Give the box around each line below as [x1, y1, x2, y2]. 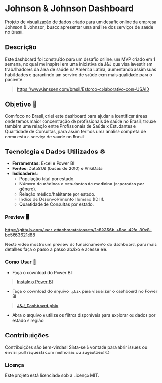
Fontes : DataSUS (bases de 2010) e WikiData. [12, 166, 104, 171]
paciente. [5, 77, 24, 82]
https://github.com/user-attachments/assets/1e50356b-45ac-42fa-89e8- [5, 227, 152, 232]
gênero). [19, 186, 37, 192]
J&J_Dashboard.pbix [16, 303, 59, 308]
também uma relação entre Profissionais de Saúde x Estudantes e [5, 123, 136, 129]
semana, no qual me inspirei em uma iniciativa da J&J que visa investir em [5, 61, 153, 67]
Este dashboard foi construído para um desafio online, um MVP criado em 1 [5, 56, 156, 62]
